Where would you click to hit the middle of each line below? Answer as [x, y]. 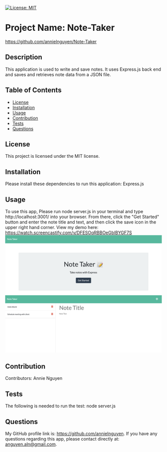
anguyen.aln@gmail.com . [31, 444]
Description [24, 57]
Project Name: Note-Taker [60, 28]
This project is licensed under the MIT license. [52, 156]
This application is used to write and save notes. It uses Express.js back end [83, 69]
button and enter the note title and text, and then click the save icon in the [81, 222]
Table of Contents [34, 90]
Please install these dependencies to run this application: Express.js [75, 184]
